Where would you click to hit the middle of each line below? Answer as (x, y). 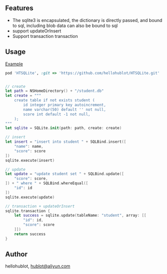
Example (14, 64)
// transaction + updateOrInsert (40, 206)
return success (30, 234)
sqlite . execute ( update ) (30, 197)
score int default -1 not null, (57, 114)
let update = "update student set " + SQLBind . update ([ (64, 174)
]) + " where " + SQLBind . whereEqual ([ (47, 183)
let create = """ (23, 96)
